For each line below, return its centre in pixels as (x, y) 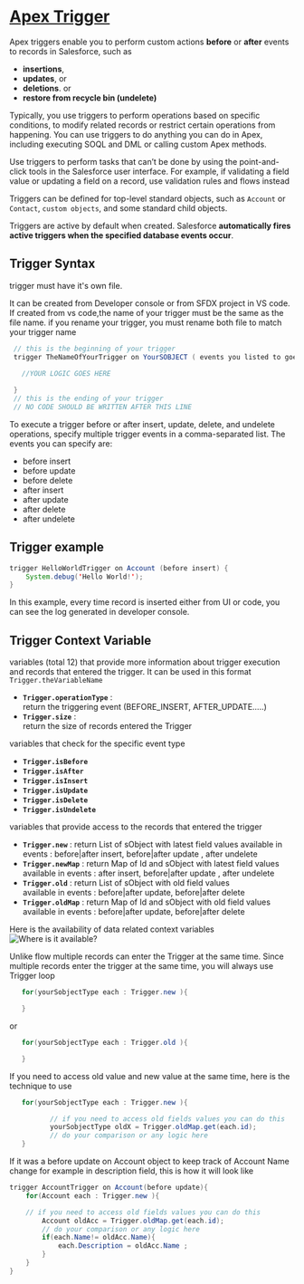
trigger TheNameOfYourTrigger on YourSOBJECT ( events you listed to (147, 357)
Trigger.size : (49, 716)
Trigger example (57, 547)
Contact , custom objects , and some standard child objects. (119, 208)
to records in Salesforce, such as (71, 51)
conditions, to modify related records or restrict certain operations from (142, 125)
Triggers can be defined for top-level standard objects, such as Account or (147, 198)
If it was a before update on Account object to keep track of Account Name (149, 1161)
